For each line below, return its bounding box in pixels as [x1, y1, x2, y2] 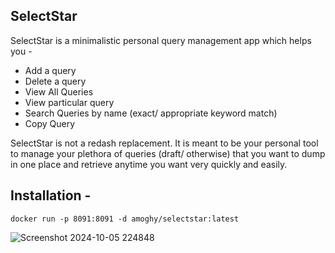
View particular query [24, 96, 115, 108]
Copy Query [24, 117, 76, 129]
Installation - [10, 187, 92, 204]
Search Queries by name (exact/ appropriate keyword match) [24, 107, 278, 119]
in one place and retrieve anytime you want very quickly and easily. [10, 158, 288, 170]
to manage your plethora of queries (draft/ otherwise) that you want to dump [10, 147, 326, 159]
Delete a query [24, 75, 87, 87]
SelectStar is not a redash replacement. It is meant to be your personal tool [10, 137, 319, 149]
